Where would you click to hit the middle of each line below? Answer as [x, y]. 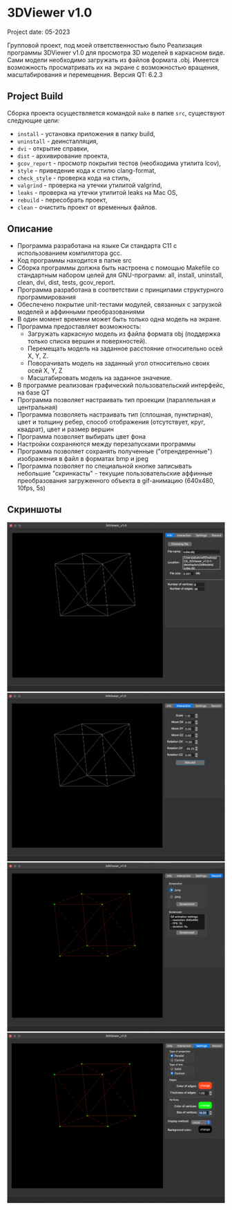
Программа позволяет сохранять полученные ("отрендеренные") [115, 451]
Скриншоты [35, 509]
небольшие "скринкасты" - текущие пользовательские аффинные [115, 473]
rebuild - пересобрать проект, [62, 200]
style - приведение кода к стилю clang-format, [87, 170]
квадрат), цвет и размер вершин [65, 429]
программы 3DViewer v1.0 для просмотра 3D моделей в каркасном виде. [116, 53]
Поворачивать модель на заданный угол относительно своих [118, 363]
